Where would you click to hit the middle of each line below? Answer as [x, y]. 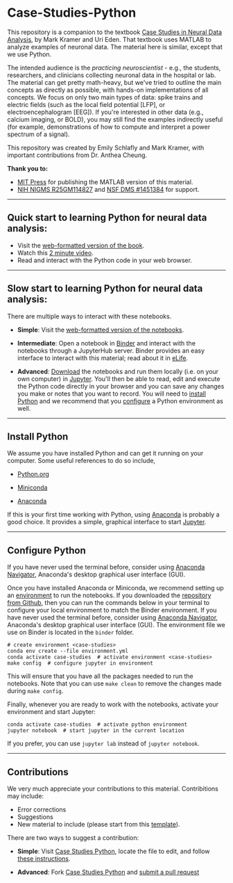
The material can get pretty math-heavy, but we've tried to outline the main [114, 82]
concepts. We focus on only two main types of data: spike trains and [105, 97]
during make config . [35, 691]
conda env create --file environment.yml [68, 651]
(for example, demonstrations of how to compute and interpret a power [109, 127]
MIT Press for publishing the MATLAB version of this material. [105, 181]
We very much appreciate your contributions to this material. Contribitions [113, 788]
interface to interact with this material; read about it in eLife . [103, 358]
